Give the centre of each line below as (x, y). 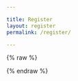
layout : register (31, 26)
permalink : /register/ (39, 32)
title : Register (29, 19)
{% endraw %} (27, 71)
